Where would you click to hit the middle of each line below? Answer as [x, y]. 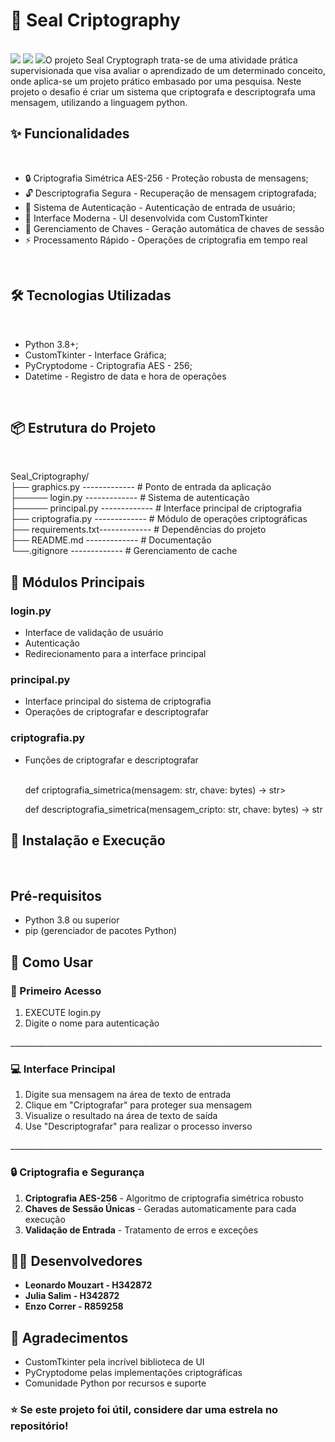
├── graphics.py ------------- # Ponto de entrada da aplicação [141, 487]
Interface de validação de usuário [94, 633]
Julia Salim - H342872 [72, 1296]
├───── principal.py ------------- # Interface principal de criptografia [156, 508]
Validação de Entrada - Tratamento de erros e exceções [141, 1230]
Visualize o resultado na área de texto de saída [121, 1116]
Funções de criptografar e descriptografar [111, 760]
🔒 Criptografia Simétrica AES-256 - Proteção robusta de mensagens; [166, 178]
